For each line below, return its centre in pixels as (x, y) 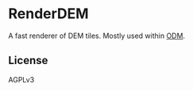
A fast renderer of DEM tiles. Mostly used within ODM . (96, 36)
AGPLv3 (21, 79)
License (28, 61)
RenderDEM (48, 14)
